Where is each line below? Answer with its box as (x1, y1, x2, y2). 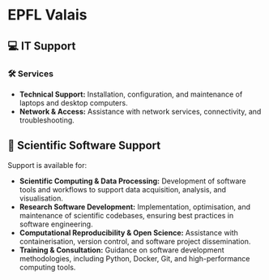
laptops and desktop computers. (19, 97, 128, 107)
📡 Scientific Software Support (7, 139, 161, 153)
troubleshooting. (19, 115, 75, 125)
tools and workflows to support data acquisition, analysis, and (19, 184, 227, 194)
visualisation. (19, 193, 64, 203)
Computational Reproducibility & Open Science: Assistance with (19, 227, 238, 237)
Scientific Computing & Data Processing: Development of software (19, 176, 246, 186)
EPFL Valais (7, 6, 88, 24)
